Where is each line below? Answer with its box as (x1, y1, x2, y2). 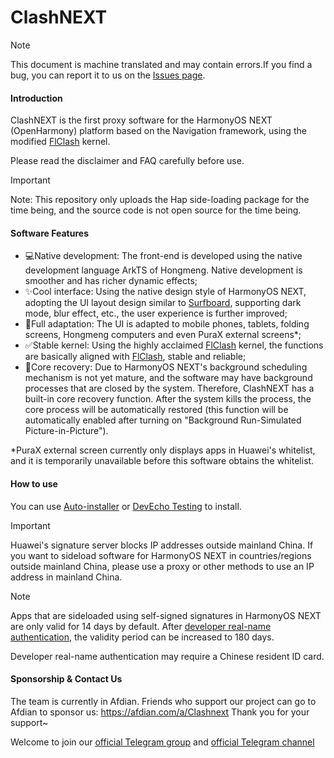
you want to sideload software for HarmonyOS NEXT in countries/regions (10, 549, 312, 561)
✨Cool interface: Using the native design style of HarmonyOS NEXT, (24, 286, 307, 298)
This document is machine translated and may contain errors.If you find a (10, 58, 313, 70)
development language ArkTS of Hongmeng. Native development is (24, 264, 303, 276)
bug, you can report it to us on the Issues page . (10, 69, 206, 81)
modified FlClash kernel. (10, 136, 111, 148)
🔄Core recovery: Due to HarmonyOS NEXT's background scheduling (24, 361, 308, 373)
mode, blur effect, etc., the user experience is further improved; (24, 307, 288, 320)
